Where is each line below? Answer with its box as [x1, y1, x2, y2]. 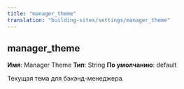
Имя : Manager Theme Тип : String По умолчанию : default [7, 60, 177, 70]
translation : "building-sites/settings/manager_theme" [7, 17, 171, 24]
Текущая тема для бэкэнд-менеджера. [7, 74, 125, 83]
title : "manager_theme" [7, 10, 77, 17]
